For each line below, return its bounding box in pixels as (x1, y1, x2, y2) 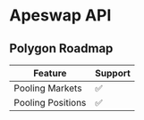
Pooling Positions (13, 97, 87, 108)
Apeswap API (9, 5, 112, 26)
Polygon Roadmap (9, 41, 114, 56)
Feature (32, 68, 67, 79)
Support (95, 68, 131, 79)
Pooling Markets (13, 82, 82, 94)
